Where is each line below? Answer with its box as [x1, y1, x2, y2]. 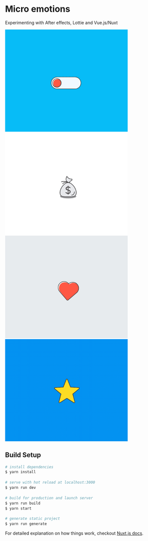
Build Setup [5, 451, 41, 460]
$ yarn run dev [5, 485, 36, 490]
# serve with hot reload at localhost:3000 [5, 480, 96, 485]
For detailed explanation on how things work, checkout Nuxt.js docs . [5, 530, 144, 536]
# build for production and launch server [5, 495, 93, 500]
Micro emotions [5, 3, 71, 15]
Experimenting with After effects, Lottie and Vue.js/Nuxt [5, 20, 118, 26]
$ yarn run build [5, 501, 41, 506]
